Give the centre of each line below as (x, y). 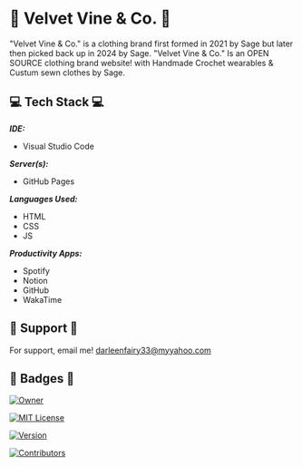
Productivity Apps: (46, 253)
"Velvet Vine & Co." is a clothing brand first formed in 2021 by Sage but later (151, 44)
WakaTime (42, 299)
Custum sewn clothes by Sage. (67, 73)
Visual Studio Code (58, 146)
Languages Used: (44, 199)
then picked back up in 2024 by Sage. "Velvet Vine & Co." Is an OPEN (139, 53)
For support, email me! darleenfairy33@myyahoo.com (110, 350)
